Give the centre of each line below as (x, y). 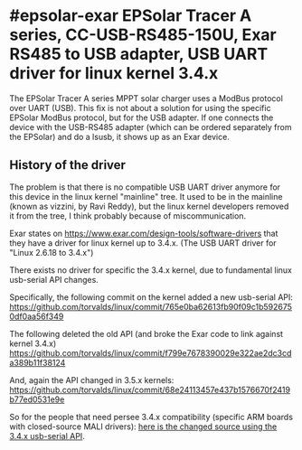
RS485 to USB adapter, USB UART (139, 54)
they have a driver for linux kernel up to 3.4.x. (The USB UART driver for (143, 243)
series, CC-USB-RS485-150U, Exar (143, 35)
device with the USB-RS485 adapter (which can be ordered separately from (151, 127)
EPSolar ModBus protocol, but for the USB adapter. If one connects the (142, 117)
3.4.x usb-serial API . (47, 436)
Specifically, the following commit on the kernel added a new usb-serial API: (151, 297)
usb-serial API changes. (54, 279)
